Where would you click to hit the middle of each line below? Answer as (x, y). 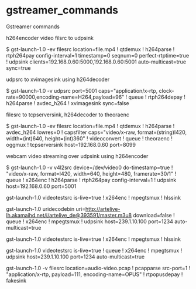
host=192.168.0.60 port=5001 (41, 186)
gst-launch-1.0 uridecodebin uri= (46, 209)
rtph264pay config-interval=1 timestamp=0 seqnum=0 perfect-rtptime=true (97, 55)
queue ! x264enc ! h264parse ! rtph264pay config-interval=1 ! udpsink (91, 180)
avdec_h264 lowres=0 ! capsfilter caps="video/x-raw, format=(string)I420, (97, 132)
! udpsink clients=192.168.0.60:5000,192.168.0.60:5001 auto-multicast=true (96, 62)
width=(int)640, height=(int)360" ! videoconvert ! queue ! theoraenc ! (89, 138)
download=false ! (154, 215)
